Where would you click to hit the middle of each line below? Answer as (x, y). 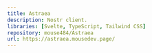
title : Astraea (29, 13)
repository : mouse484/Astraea (51, 33)
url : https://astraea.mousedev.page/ (61, 39)
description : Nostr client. (47, 20)
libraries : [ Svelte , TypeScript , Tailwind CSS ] (77, 26)
